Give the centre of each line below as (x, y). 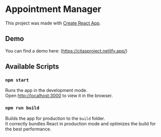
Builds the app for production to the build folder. (55, 118)
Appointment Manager (53, 9)
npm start (17, 80)
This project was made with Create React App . (53, 23)
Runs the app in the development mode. (46, 90)
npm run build (22, 108)
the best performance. (28, 129)
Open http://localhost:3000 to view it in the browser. (59, 95)
